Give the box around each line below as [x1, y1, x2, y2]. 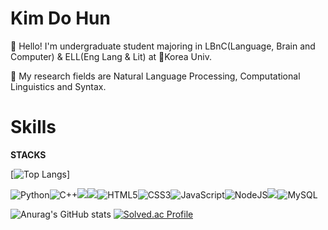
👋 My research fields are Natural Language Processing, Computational [10, 70, 301, 82]
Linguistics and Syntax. [10, 80, 107, 92]
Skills [10, 116, 57, 139]
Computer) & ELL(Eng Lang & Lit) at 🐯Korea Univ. [10, 50, 212, 62]
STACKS [10, 148, 47, 161]
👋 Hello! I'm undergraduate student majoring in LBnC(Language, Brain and [10, 40, 316, 52]
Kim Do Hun [10, 7, 111, 30]
